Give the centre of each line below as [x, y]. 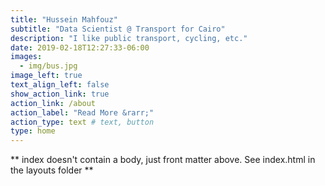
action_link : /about [53, 103]
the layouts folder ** [52, 170]
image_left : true [46, 76]
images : [26, 57]
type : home [33, 131]
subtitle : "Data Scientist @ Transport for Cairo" [118, 29]
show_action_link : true [60, 94]
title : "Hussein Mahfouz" [64, 19]
